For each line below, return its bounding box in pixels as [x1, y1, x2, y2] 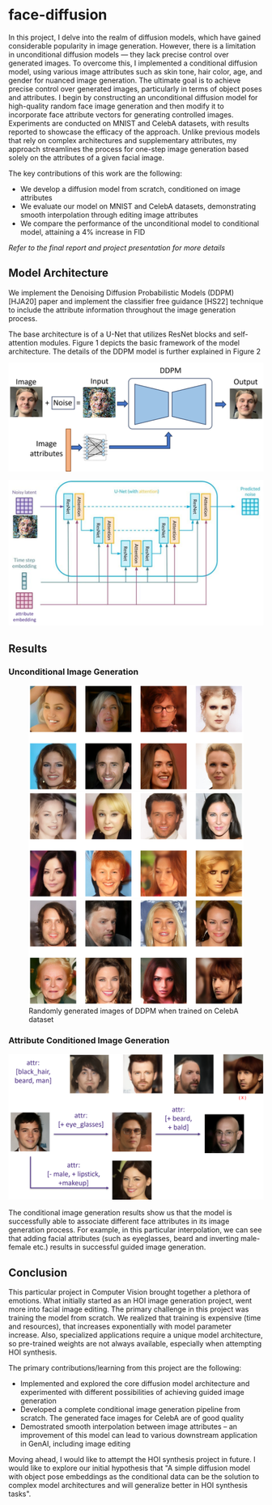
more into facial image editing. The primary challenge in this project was [8, 1304, 249, 1314]
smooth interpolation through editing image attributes [19, 210, 198, 219]
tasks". [8, 1489, 32, 1499]
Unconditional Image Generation [8, 666, 139, 677]
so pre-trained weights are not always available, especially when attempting [8, 1339, 262, 1349]
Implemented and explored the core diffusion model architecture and [19, 1379, 250, 1388]
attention [8, 337, 38, 347]
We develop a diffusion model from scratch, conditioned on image [19, 184, 241, 193]
